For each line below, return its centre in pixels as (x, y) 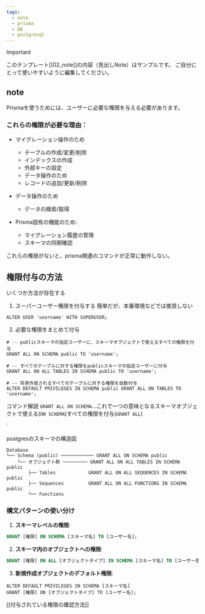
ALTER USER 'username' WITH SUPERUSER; (57, 318)
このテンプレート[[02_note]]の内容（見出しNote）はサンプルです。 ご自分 (99, 65)
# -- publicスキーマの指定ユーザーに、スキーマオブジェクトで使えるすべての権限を (98, 343)
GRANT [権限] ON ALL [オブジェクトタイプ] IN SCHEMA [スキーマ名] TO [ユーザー (101, 561)
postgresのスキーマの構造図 (41, 439)
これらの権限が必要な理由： (47, 125)
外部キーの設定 (43, 168)
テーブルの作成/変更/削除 (56, 152)
